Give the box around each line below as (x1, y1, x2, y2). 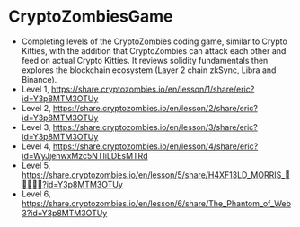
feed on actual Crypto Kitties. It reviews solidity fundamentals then (21, 55, 269, 65)
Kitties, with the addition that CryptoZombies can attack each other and (21, 45, 287, 56)
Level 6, (21, 188, 51, 199)
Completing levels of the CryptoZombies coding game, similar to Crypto (21, 36, 288, 47)
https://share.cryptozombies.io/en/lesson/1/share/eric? (51, 83, 255, 94)
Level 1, (21, 83, 50, 94)
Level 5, (21, 160, 51, 170)
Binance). (21, 74, 57, 84)
